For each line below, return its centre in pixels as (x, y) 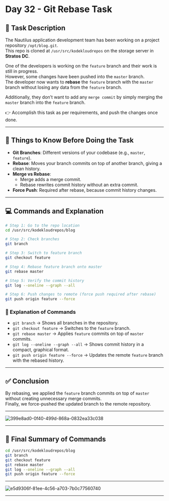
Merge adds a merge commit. (51, 179)
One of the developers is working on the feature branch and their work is (81, 66)
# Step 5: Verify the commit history (45, 281)
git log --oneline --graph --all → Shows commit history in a (78, 345)
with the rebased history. (38, 360)
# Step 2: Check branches (32, 239)
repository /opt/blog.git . (32, 45)
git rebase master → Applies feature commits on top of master (78, 333)
